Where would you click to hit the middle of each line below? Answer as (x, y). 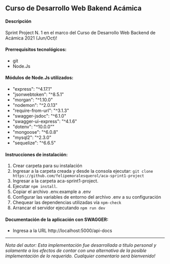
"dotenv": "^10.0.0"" (33, 127)
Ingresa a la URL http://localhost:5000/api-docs (62, 231)
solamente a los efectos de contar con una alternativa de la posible (76, 251)
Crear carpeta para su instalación (47, 166)
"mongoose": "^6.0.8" (35, 132)
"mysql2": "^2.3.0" (32, 137)
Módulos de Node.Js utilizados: (39, 78)
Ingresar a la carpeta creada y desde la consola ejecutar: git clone (83, 171)
